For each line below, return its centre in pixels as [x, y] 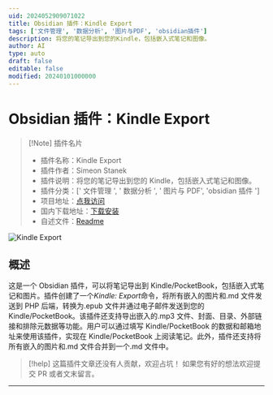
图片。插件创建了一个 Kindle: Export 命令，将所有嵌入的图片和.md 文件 [139, 296]
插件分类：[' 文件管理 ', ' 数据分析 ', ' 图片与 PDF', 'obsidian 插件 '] [150, 191]
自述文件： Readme [72, 221]
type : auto [27, 54]
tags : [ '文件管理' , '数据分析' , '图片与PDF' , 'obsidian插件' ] [108, 31]
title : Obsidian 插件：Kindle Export [70, 24]
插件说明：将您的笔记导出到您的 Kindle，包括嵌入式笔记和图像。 [148, 180]
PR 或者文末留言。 [68, 374]
